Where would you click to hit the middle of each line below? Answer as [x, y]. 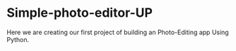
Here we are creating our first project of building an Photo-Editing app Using [118, 32]
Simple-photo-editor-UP [80, 13]
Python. [18, 39]
